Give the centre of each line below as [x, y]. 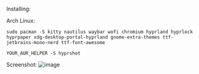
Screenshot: [22, 65]
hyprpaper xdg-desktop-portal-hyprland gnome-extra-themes [83, 37]
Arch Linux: [21, 20]
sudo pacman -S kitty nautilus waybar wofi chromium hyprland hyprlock [99, 32]
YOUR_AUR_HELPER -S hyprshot [43, 53]
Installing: [18, 9]
